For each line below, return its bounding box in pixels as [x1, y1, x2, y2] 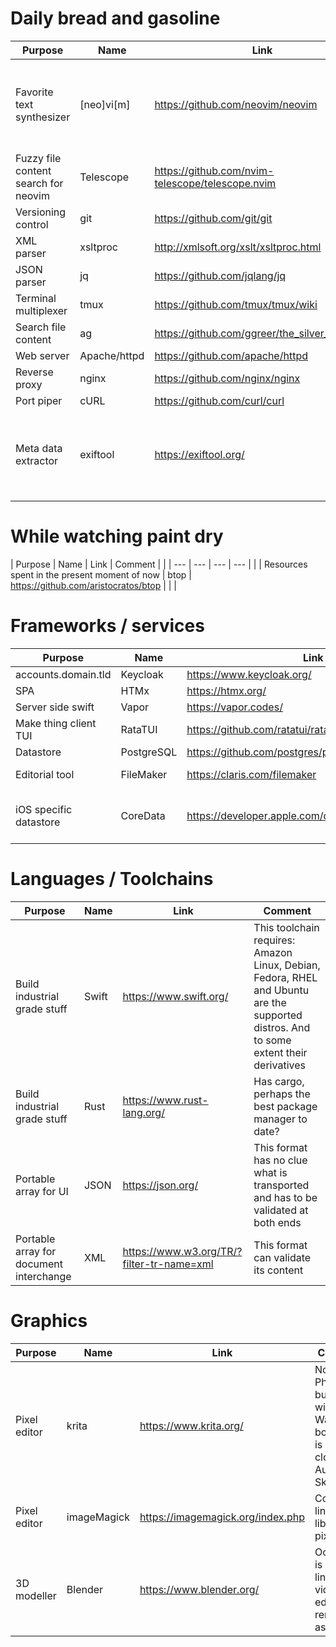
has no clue [253, 1153, 308, 1167]
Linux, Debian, [253, 958, 321, 972]
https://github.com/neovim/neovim [154, 97, 318, 111]
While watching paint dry [10, 525, 224, 548]
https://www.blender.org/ [139, 1582, 260, 1596]
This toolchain [253, 920, 320, 934]
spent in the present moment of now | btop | [10, 568, 192, 581]
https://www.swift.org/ [122, 989, 229, 1003]
